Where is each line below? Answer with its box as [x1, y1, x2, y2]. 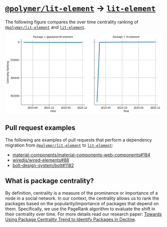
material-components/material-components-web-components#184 [12, 151, 151, 157]
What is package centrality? [5, 177, 94, 185]
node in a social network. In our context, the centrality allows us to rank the [5, 195, 159, 201]
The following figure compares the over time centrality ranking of [5, 19, 139, 25]
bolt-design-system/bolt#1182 [12, 162, 75, 168]
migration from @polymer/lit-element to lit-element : [5, 142, 113, 148]
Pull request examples [5, 124, 76, 132]
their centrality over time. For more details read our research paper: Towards [5, 211, 162, 217]
